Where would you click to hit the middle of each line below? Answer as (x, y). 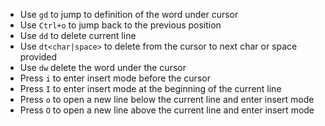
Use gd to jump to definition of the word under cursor (129, 14)
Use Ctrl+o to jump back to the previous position (120, 25)
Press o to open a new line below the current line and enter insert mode (167, 99)
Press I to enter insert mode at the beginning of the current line (150, 88)
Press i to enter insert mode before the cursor (115, 78)
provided (38, 57)
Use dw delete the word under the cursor (103, 67)
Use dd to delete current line (78, 35)
